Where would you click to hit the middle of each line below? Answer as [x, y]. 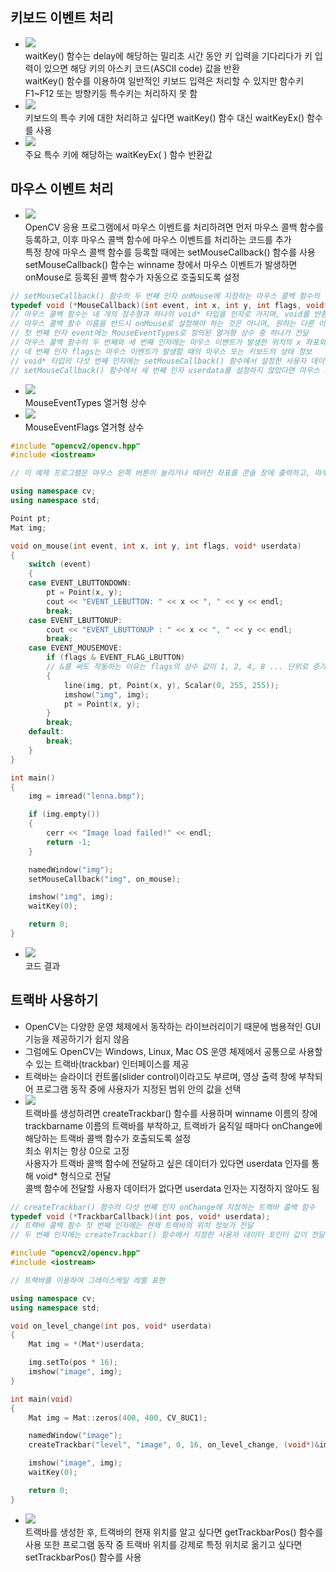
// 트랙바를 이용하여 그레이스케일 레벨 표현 [88, 1280]
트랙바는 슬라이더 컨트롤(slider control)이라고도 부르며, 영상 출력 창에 [160, 1076]
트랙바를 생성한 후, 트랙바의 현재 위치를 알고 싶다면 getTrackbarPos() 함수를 [174, 1532]
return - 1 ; [69, 842]
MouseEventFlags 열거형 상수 [84, 427]
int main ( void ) [42, 1399]
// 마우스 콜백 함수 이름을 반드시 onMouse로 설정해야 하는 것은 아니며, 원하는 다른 [162, 324]
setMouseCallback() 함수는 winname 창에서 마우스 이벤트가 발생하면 [161, 264]
